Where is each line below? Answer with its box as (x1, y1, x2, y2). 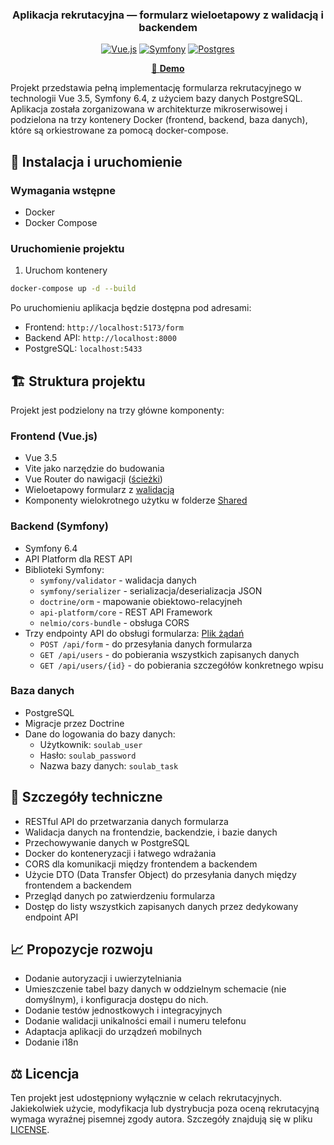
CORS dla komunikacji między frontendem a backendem (24, 858, 258, 870)
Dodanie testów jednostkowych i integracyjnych (24, 1004, 223, 1017)
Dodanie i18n (24, 1036, 79, 1048)
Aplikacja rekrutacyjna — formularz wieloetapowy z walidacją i (12, 8, 324, 22)
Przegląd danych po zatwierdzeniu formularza (24, 889, 216, 902)
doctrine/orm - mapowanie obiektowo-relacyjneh (39, 595, 243, 607)
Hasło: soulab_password (39, 749, 137, 761)
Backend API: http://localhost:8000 (24, 332, 177, 344)
